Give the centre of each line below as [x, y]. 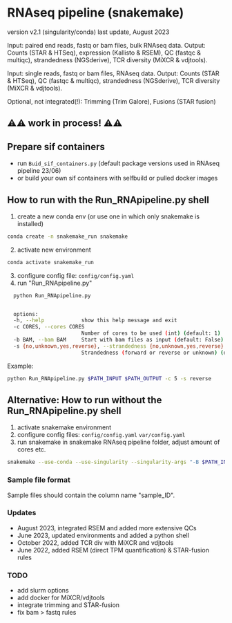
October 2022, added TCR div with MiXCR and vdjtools [95, 542]
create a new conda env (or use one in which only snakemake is [108, 216]
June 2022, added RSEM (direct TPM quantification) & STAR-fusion [113, 550]
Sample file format [39, 480]
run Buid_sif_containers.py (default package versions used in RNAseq [118, 163]
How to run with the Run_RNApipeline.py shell [108, 199]
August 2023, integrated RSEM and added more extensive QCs [107, 528]
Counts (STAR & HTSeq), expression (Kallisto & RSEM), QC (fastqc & [104, 53]
